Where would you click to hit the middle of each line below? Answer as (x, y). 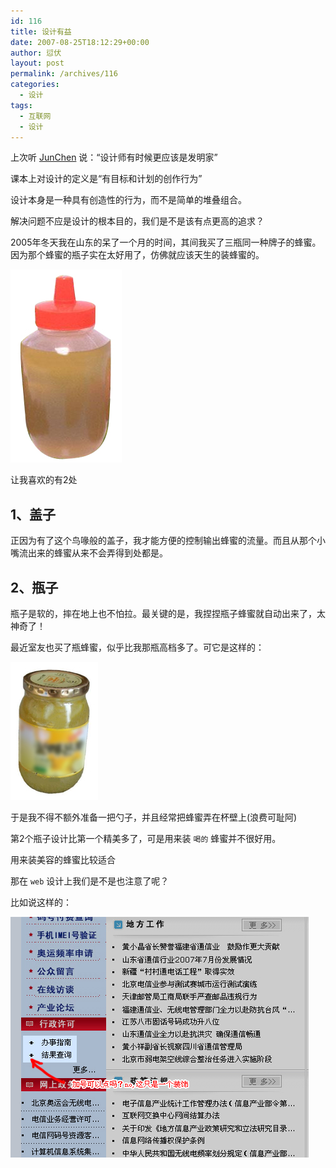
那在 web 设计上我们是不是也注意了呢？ (90, 881)
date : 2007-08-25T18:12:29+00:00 (80, 42)
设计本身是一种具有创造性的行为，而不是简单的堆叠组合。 (128, 200)
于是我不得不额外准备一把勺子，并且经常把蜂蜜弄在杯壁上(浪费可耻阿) (154, 817)
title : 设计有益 (41, 31)
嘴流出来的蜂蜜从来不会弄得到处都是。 (89, 553)
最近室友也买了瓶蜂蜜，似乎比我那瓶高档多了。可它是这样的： (137, 647)
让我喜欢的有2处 (44, 480)
